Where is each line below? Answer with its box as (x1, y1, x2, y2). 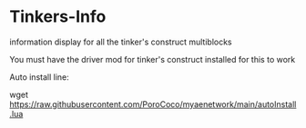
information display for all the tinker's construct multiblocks (9, 36, 232, 47)
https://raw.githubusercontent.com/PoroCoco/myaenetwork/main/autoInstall (9, 98, 297, 110)
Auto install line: (9, 71, 70, 83)
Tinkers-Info (9, 6, 107, 27)
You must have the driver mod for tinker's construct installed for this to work (9, 54, 296, 64)
